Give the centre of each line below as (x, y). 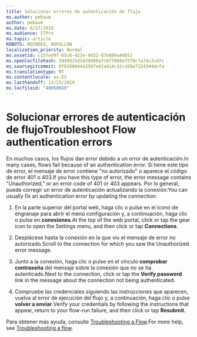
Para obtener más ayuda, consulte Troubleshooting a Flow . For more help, (95, 322)
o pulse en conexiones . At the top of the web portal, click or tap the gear (102, 220)
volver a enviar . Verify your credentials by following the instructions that (102, 304)
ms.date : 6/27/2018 (30, 28)
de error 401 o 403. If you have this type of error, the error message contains (98, 177)
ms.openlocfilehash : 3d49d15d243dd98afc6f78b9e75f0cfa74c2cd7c (85, 61)
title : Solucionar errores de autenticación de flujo (74, 11)
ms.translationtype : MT (35, 72)
